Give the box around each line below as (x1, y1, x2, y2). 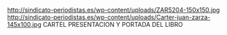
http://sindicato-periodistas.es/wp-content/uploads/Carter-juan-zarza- (7, 13, 210, 21)
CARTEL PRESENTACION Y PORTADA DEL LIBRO (42, 21, 183, 28)
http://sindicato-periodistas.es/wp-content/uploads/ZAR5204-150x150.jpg (7, 6, 220, 14)
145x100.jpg (7, 21, 42, 28)
